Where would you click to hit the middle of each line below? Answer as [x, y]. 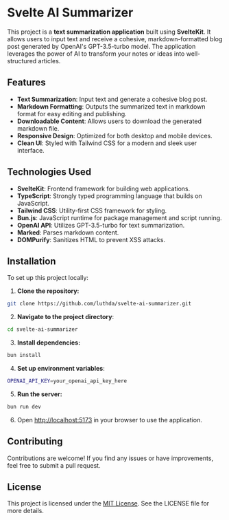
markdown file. [38, 128]
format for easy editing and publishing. [72, 113]
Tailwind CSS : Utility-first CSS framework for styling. [92, 210]
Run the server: [40, 394]
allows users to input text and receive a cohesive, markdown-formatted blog [115, 39]
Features [26, 83]
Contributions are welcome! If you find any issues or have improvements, [110, 458]
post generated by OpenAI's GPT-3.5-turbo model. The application [101, 46]
